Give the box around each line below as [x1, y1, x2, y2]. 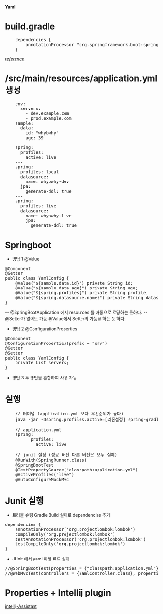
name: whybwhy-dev [25, 179, 69, 184]
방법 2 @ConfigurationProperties [12, 326, 78, 332]
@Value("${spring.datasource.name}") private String [15, 295, 144, 301]
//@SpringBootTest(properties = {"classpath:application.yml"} [5, 566, 159, 571]
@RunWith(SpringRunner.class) [15, 457, 87, 463]
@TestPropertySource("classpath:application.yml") [15, 467, 138, 473]
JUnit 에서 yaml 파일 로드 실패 [12, 556, 70, 562]
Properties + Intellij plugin [5, 587, 112, 598]
